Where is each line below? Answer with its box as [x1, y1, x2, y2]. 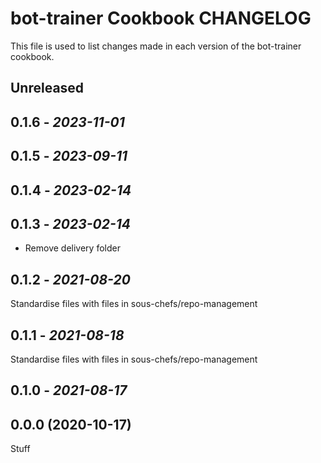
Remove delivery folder [24, 242, 121, 254]
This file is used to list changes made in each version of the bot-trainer [10, 40, 302, 52]
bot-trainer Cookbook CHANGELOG [10, 7, 312, 30]
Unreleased [10, 80, 85, 97]
